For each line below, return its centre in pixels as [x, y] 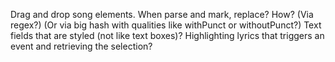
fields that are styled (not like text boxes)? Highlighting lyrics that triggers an [167, 35]
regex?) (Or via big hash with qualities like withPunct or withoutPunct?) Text [166, 25]
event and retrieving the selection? [81, 46]
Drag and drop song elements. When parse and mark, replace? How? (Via [162, 14]
